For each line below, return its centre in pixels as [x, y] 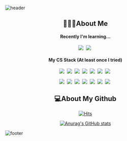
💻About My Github [85, 99]
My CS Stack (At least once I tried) [85, 60]
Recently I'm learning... [85, 36]
